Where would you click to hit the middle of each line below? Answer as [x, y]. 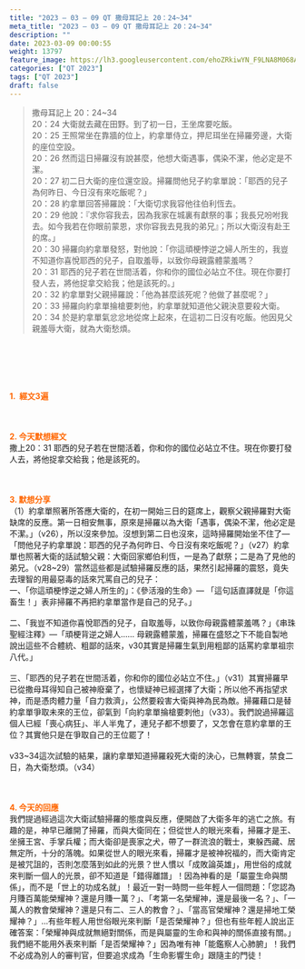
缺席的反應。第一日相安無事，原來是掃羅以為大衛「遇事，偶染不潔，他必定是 [152, 522]
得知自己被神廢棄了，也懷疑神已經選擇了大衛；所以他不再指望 [164, 689]
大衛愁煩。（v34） [66, 767]
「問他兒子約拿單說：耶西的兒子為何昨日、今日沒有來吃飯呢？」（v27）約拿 [150, 544]
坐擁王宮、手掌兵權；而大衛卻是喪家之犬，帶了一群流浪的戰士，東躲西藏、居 [152, 841]
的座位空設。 [55, 146]
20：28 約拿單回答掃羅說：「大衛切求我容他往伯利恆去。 [136, 203]
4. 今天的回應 [34, 807]
